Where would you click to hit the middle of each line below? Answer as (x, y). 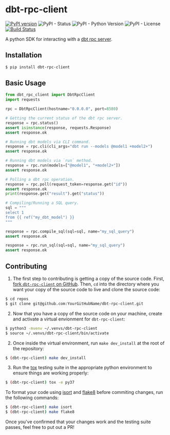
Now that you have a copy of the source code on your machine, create (88, 313)
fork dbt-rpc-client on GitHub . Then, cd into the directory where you (86, 284)
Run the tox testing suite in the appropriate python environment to (82, 368)
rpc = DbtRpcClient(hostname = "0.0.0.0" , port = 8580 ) (62, 109)
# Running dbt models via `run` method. (49, 161)
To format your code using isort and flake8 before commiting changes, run (84, 392)
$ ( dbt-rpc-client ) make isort (39, 407)
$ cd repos (17, 299)
